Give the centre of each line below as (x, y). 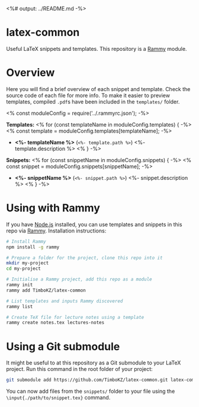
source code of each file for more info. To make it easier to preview (88, 95)
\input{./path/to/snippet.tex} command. (58, 398)
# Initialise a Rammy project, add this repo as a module (79, 280)
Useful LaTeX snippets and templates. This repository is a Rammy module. (97, 49)
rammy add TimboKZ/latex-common (46, 290)
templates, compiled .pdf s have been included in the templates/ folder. (93, 101)
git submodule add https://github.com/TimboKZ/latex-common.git (87, 380)
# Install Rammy (26, 241)
